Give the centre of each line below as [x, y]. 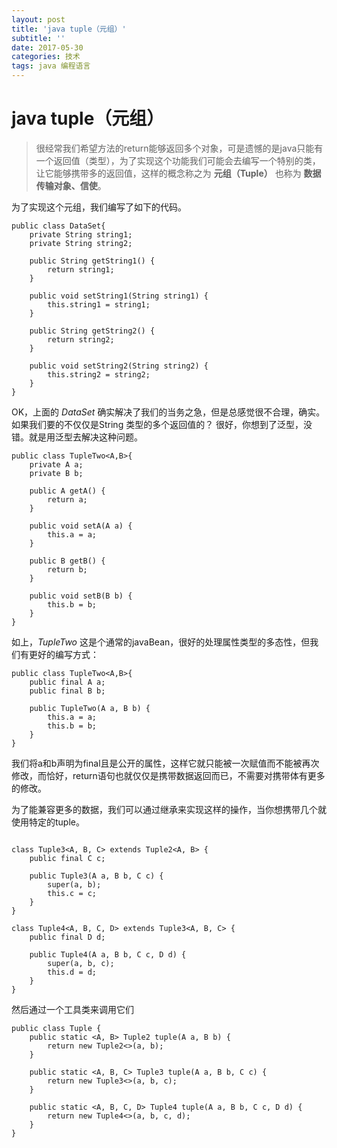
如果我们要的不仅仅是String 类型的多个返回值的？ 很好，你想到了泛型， [157, 424]
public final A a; [67, 682]
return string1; [81, 269]
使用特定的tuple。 [48, 822]
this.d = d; [72, 972]
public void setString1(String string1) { [119, 296]
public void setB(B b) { [81, 596]
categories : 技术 [46, 57]
